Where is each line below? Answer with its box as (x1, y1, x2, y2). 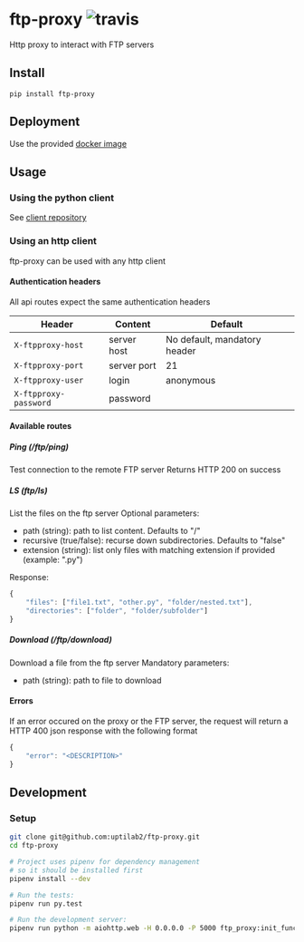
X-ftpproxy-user (14, 374, 84, 385)
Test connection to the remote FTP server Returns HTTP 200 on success (9, 464, 281, 475)
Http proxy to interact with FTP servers (9, 39, 155, 50)
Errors (9, 695, 33, 706)
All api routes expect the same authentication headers (9, 296, 211, 307)
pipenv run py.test (9, 898, 83, 908)
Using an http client (9, 235, 98, 248)
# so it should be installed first (9, 866, 144, 875)
